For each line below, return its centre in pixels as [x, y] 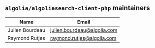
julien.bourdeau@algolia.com [84, 30]
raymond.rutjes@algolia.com [83, 38]
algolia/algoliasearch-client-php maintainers [77, 8]
